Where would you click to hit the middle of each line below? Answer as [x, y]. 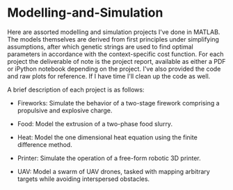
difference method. [45, 144]
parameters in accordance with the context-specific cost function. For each [115, 54]
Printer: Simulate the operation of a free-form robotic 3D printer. [109, 158]
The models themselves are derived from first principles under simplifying [113, 39]
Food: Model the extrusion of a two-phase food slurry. [95, 123]
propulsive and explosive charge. [65, 110]
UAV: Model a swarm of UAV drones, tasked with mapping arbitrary [113, 171]
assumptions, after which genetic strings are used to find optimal [100, 46]
